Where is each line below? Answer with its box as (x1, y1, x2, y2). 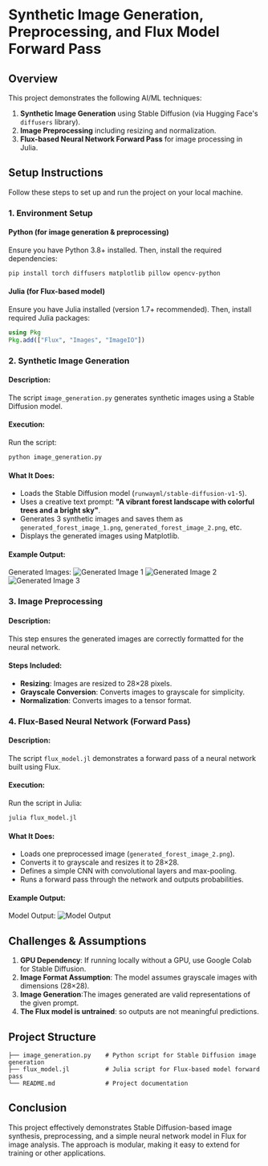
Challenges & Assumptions (8, 934, 147, 947)
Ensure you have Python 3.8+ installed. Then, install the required (8, 245, 222, 255)
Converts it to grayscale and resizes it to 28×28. (19, 857, 180, 867)
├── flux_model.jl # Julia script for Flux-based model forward (8, 1065, 261, 1074)
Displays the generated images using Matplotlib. (19, 531, 180, 541)
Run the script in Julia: (8, 798, 83, 808)
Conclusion (8, 1101, 67, 1115)
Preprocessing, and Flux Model (8, 23, 220, 41)
